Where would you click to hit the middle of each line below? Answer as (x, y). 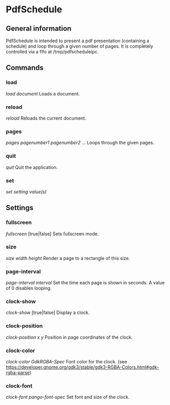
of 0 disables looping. (29, 288)
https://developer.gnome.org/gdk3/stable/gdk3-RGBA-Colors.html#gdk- (82, 367)
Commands (25, 68)
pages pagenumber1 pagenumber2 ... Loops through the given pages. (80, 143)
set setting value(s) (26, 192)
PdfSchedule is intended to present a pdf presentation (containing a (78, 41)
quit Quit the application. (32, 167)
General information (39, 29)
